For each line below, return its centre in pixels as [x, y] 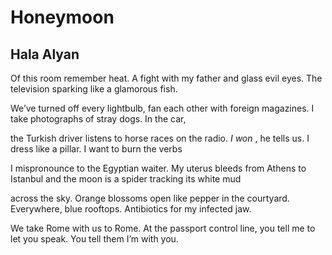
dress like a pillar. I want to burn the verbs [96, 149]
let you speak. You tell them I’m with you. [94, 239]
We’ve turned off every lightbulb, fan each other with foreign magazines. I [162, 108]
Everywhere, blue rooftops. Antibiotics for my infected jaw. [131, 209]
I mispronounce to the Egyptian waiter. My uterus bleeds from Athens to [158, 168]
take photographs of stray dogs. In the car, [98, 119]
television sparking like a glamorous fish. [94, 89]
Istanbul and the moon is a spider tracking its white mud [126, 179]
